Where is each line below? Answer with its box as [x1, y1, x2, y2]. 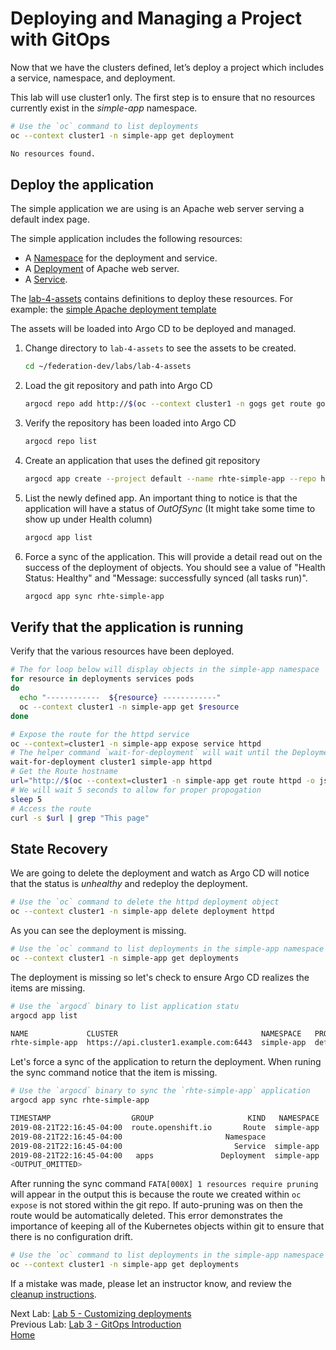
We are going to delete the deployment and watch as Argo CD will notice [10, 867, 310, 879]
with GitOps [10, 28, 111, 51]
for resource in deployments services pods [10, 674, 195, 684]
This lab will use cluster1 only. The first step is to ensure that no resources [10, 91, 316, 103]
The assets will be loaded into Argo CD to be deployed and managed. [10, 323, 297, 335]
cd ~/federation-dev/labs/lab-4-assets [24, 362, 192, 372]
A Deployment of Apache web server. [24, 263, 180, 275]
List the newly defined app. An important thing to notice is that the [24, 492, 298, 504]
